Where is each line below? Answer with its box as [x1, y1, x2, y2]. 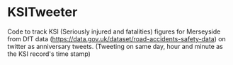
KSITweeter [7, 4, 78, 20]
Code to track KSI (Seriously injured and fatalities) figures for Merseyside [7, 27, 221, 36]
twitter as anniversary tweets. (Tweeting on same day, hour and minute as [7, 42, 223, 50]
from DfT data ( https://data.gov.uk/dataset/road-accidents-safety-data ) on [7, 34, 227, 43]
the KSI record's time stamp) [7, 50, 91, 58]
